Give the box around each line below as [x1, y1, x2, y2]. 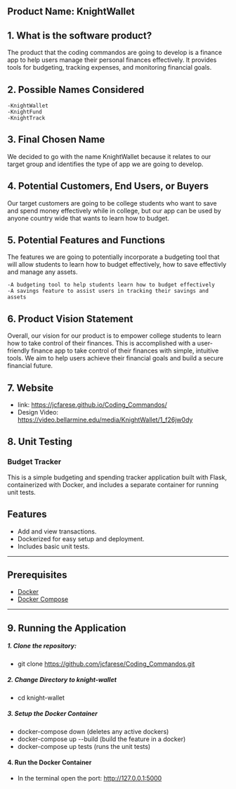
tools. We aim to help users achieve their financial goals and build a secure [7, 354, 223, 362]
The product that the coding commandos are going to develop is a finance [7, 49, 223, 57]
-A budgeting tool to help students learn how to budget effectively [7, 282, 216, 289]
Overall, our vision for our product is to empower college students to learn [7, 332, 221, 340]
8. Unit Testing [7, 436, 72, 448]
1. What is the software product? [7, 30, 152, 42]
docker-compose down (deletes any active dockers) [17, 727, 169, 736]
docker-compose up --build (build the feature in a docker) [17, 735, 186, 743]
